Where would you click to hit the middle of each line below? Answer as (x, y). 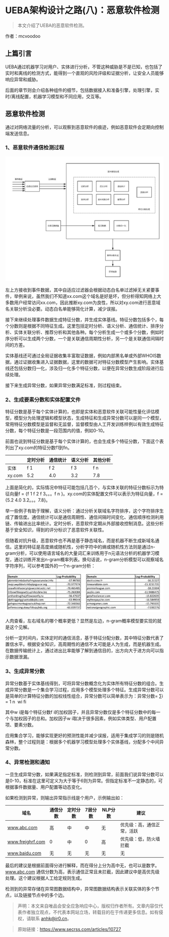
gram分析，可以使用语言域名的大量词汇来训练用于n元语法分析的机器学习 (80, 553)
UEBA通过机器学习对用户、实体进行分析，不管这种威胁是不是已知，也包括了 (84, 67)
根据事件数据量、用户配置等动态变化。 (45, 787)
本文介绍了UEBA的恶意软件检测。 (52, 25)
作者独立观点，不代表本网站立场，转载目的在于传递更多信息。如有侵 (93, 912)
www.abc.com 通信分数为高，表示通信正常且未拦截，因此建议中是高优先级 (82, 872)
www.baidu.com (24, 853)
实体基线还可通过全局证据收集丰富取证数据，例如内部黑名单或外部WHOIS (81, 355)
